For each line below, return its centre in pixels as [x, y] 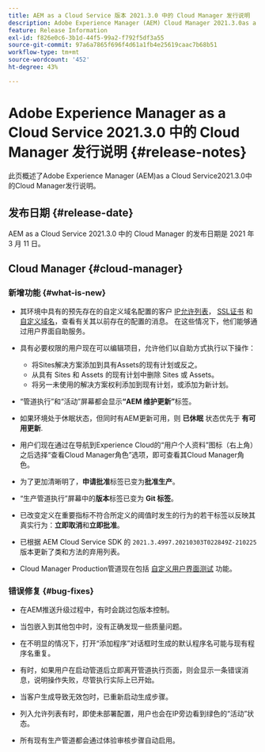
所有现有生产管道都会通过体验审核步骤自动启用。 [99, 740]
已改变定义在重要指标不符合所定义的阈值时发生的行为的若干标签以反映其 [137, 515]
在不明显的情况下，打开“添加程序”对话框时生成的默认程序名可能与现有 [134, 644]
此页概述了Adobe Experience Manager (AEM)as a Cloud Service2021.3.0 [127, 176]
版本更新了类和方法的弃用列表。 [72, 552]
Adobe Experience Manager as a [117, 113]
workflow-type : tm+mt [44, 52]
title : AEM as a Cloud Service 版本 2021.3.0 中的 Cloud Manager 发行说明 [129, 15]
